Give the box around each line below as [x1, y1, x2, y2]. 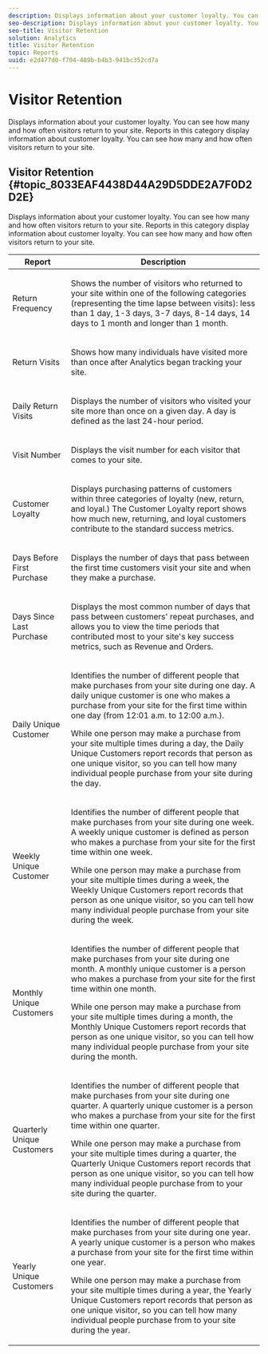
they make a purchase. [70, 572, 156, 583]
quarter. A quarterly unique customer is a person [70, 1099, 254, 1111]
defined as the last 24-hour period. [70, 415, 204, 426]
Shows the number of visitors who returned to [70, 277, 243, 288]
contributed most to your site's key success [70, 631, 235, 642]
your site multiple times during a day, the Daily [70, 738, 244, 749]
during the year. [70, 1324, 131, 1336]
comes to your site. [70, 454, 143, 465]
